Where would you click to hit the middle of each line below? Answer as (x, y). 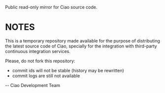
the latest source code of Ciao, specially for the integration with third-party (81, 46)
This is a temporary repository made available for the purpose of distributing (82, 41)
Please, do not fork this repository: (40, 61)
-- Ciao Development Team (33, 85)
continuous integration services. (38, 51)
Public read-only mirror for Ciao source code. (51, 7)
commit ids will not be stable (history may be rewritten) (68, 70)
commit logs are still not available (46, 76)
